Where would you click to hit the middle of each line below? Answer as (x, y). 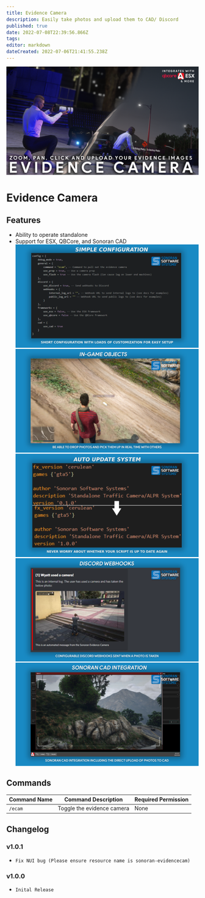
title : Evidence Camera (37, 13)
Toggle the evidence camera (94, 809)
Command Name (31, 799)
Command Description (93, 799)
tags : (13, 39)
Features (23, 220)
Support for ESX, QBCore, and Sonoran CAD (71, 241)
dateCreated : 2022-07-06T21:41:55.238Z (57, 52)
